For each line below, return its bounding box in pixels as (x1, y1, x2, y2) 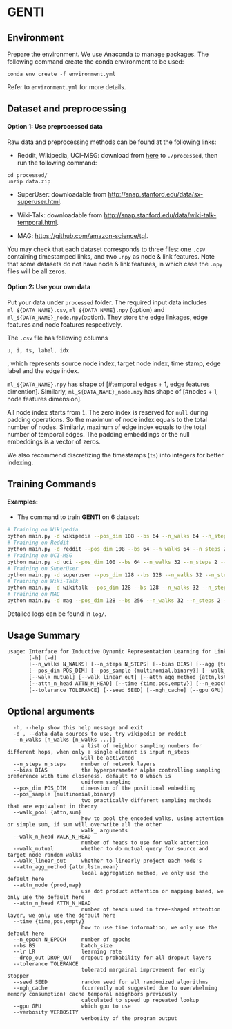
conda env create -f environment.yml (7, 71, 116, 78)
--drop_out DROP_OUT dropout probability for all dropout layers (13, 954, 212, 961)
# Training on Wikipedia (7, 527, 79, 534)
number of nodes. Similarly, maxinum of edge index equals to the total (7, 423, 207, 431)
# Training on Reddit (7, 539, 70, 547)
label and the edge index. (7, 366, 79, 374)
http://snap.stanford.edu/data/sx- (108, 190, 204, 198)
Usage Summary (7, 630, 81, 641)
